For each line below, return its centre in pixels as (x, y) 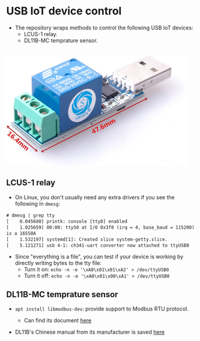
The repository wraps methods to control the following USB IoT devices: (104, 28)
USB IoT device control (64, 11)
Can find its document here (58, 321)
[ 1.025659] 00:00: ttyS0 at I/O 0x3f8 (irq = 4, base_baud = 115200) (101, 227)
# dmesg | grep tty (31, 215)
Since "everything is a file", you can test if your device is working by (99, 256)
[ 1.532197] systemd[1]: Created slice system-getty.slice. (87, 239)
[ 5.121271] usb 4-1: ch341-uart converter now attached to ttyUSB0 (98, 245)
